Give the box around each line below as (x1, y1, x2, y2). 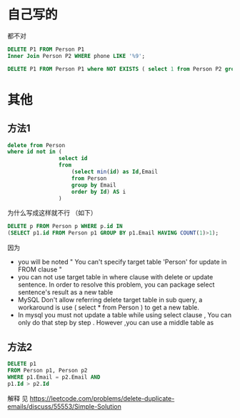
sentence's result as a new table (17, 288, 114, 297)
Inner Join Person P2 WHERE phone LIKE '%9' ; (7, 52, 145, 59)
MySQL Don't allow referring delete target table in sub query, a (17, 296, 203, 304)
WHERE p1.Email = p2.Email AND (7, 373, 101, 381)
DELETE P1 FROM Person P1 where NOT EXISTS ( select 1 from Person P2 (7, 65, 222, 72)
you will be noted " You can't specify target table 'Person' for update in (17, 258, 227, 267)
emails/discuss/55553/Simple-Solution (7, 402, 121, 411)
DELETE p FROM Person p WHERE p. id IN (7, 223, 123, 230)
